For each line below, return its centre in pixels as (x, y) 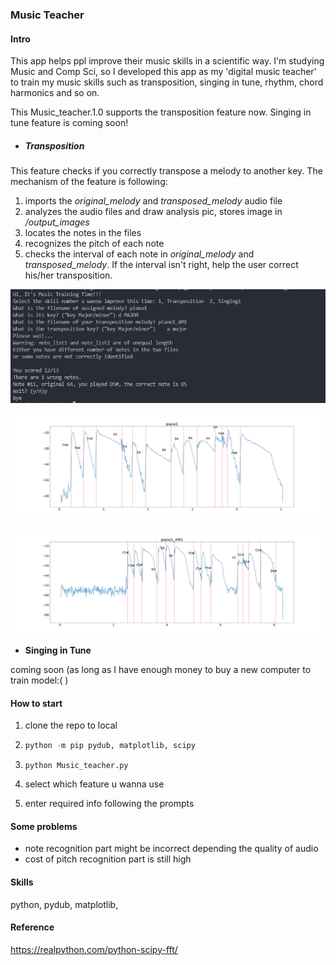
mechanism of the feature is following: (89, 182)
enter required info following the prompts (109, 804)
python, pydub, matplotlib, (64, 904)
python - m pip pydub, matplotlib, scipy (110, 746)
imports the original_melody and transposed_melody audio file (153, 201)
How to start (36, 703)
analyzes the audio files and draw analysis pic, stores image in (153, 212)
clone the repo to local (71, 725)
